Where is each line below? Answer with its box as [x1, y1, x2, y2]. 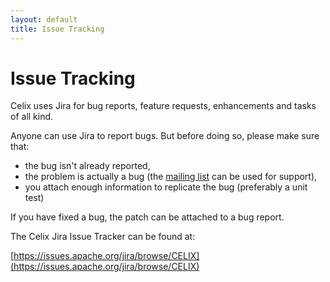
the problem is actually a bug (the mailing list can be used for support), [24, 171, 318, 183]
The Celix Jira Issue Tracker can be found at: [10, 231, 196, 243]
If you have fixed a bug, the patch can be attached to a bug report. [10, 211, 285, 223]
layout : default [10, 14, 78, 25]
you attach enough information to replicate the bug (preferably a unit [24, 181, 308, 193]
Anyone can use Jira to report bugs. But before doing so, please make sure [10, 130, 320, 142]
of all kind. [10, 111, 54, 123]
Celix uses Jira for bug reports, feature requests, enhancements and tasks [10, 100, 317, 112]
